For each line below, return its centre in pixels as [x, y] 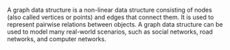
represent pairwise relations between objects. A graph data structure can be [115, 24]
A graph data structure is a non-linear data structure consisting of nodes [110, 10]
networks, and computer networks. [57, 39]
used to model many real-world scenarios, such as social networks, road [110, 32]
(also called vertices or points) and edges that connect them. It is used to [111, 17]
